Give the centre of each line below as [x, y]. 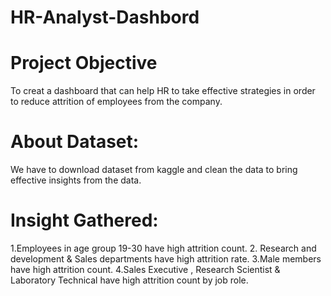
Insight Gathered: [84, 220]
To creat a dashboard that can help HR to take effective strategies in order [163, 91]
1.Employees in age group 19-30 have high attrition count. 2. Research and [163, 248]
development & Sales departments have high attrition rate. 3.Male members [166, 259]
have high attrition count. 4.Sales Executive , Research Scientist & [145, 269]
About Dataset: [75, 142]
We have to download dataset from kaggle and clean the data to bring [154, 170]
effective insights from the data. [76, 180]
